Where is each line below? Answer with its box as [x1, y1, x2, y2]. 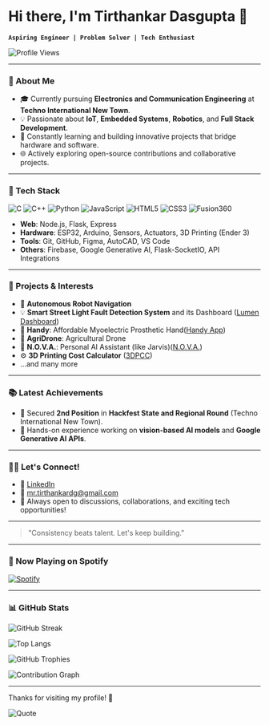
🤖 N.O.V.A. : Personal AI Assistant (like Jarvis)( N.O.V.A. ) [19, 342, 203, 351]
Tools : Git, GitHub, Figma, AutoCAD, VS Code [19, 236, 171, 245]
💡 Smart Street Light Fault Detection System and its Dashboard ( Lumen [19, 307, 259, 317]
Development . [19, 124, 68, 133]
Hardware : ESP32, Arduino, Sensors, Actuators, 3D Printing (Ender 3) [19, 228, 250, 237]
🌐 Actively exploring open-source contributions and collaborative [19, 148, 236, 159]
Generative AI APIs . [19, 434, 86, 444]
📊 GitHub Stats [8, 601, 70, 613]
